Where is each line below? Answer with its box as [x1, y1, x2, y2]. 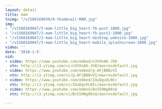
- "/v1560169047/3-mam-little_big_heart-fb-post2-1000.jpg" [5, 31, 133, 36]
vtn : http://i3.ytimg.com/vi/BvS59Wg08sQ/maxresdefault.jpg [9, 91, 137, 96]
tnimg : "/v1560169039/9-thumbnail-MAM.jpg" [5, 17, 97, 22]
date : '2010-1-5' [5, 49, 41, 54]
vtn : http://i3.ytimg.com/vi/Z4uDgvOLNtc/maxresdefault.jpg [9, 82, 137, 87]
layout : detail [5, 7, 37, 13]
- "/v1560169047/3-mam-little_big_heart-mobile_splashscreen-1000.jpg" [5, 40, 157, 45]
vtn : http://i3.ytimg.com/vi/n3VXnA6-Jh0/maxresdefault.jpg [9, 63, 137, 68]
